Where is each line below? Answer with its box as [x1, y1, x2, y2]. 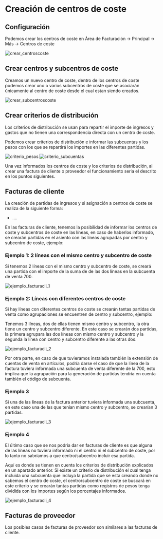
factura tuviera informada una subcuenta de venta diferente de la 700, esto [5, 366, 156, 371]
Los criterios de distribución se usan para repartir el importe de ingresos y [5, 124, 154, 130]
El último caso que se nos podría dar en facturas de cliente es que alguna [5, 442, 152, 448]
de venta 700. [5, 273, 33, 279]
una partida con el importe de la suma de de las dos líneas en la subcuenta [5, 268, 155, 274]
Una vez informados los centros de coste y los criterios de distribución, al [5, 163, 153, 169]
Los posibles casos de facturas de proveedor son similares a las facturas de [5, 524, 158, 530]
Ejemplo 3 [5, 388, 29, 395]
